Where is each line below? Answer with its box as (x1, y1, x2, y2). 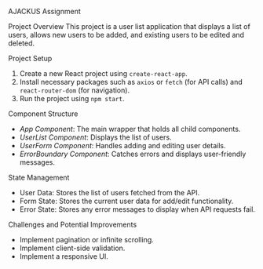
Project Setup (8, 54, 53, 63)
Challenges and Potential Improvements (8, 220, 137, 229)
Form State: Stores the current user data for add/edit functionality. (19, 196, 234, 205)
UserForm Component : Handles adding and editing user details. (19, 141, 226, 150)
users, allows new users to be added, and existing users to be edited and (8, 31, 245, 39)
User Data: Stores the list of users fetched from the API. (19, 188, 200, 197)
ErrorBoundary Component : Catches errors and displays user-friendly (19, 149, 247, 158)
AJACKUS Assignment (8, 7, 81, 16)
